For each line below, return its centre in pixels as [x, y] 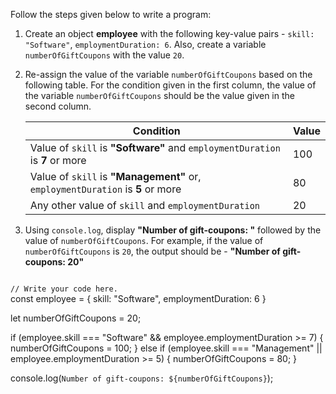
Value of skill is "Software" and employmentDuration [155, 147]
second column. [58, 106]
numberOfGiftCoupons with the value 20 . [104, 55]
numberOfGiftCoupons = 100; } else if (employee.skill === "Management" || [166, 348]
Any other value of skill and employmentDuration [145, 205]
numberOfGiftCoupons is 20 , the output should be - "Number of [152, 251]
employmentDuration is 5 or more [105, 189]
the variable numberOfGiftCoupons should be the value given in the [159, 95]
